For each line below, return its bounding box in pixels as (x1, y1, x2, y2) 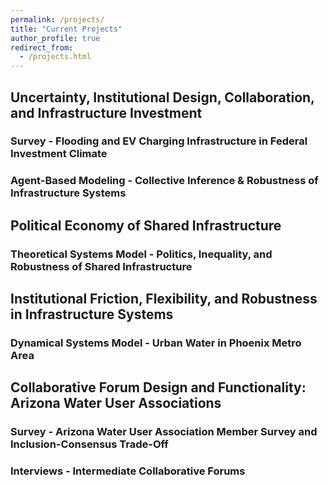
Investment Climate (10, 147, 108, 161)
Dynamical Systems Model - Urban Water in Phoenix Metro (10, 336, 302, 350)
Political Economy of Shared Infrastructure (10, 217, 282, 234)
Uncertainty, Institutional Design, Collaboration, (10, 89, 315, 106)
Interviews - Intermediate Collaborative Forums (10, 464, 246, 478)
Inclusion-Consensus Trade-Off (10, 437, 169, 451)
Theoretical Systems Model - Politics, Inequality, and (10, 247, 273, 261)
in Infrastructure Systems (10, 306, 174, 323)
